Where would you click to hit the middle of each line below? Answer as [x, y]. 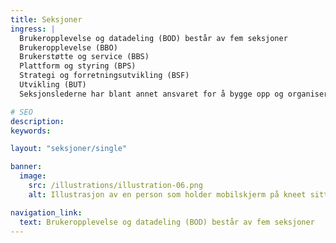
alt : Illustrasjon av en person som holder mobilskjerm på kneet [167, 194]
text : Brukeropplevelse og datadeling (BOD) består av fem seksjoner [167, 222]
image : [33, 176]
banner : [26, 167]
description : [37, 121]
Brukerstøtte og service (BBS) [84, 57]
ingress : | [33, 29]
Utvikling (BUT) [53, 85]
